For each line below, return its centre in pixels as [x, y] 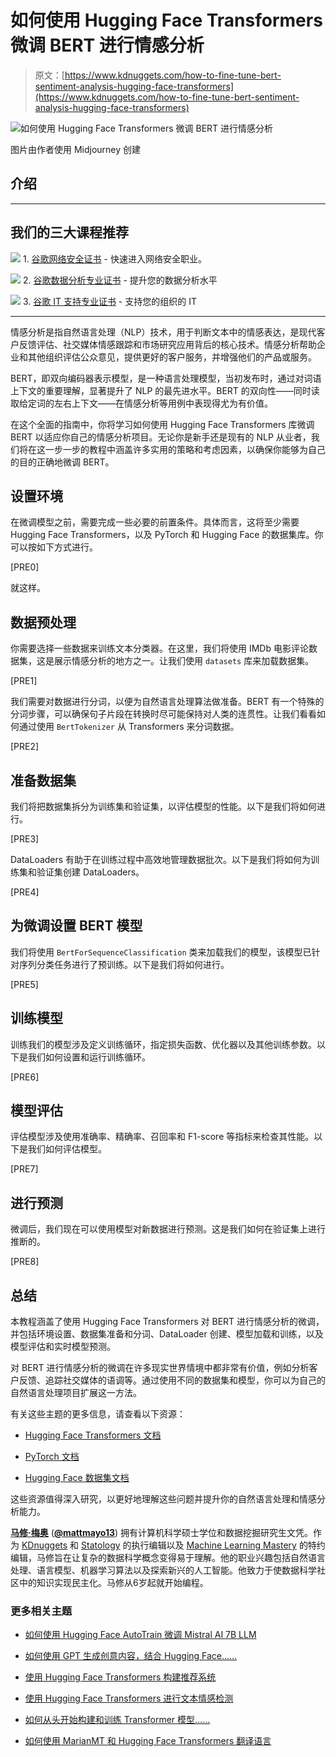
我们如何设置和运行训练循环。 [89, 1057]
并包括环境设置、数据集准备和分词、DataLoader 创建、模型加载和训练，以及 [167, 1334]
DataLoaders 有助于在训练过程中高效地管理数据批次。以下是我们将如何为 [161, 859]
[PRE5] [24, 984]
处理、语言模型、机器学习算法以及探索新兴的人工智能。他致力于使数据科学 [163, 1570]
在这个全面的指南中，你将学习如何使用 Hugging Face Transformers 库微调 [162, 424]
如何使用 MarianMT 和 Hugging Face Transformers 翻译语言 [148, 1741]
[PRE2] [25, 747]
